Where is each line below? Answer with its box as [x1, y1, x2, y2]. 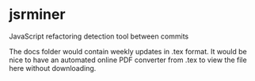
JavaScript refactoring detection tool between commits [9, 31, 189, 41]
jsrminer [9, 6, 66, 24]
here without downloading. [9, 63, 97, 72]
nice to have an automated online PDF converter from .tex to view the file [9, 55, 248, 64]
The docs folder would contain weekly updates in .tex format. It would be [9, 46, 248, 56]
